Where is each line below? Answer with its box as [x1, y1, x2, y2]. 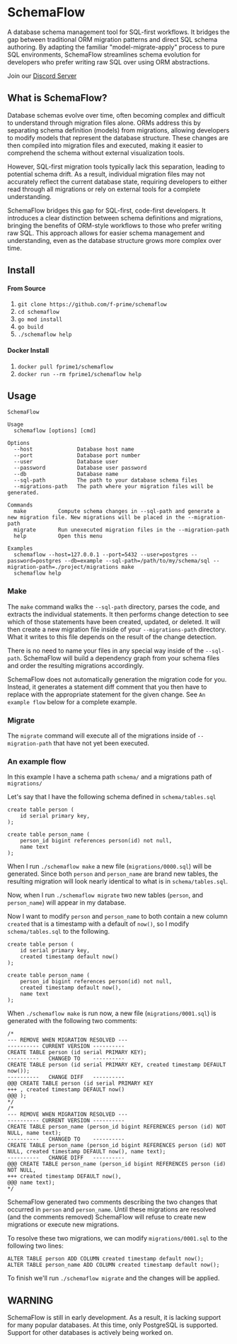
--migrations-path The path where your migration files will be [13, 483, 214, 490]
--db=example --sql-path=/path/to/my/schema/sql [64, 558, 211, 565]
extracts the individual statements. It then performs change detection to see [7, 610, 229, 619]
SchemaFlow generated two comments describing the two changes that [7, 1198, 218, 1207]
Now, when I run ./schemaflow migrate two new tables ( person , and [7, 891, 204, 900]
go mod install [17, 316, 63, 323]
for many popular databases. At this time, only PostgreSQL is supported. [7, 1321, 218, 1329]
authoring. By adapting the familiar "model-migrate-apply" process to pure [7, 43, 225, 51]
